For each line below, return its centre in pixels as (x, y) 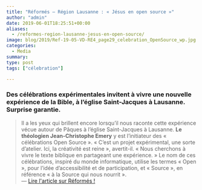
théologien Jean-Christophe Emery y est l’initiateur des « (94, 136)
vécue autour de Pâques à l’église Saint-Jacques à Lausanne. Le (102, 129)
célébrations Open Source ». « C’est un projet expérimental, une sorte (108, 142)
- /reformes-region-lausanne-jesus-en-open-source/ (78, 34)
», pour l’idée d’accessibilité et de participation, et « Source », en (102, 168)
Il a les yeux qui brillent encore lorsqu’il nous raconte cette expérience (109, 123)
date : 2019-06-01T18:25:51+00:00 (48, 23)
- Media (21, 51)
